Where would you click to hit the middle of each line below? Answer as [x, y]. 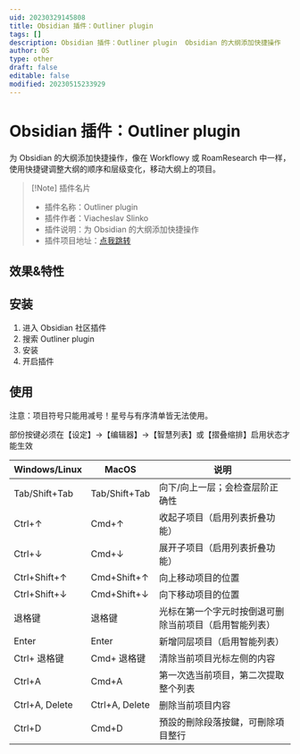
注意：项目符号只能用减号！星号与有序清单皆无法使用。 [111, 415]
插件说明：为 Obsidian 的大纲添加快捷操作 [121, 229]
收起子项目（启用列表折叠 [213, 517]
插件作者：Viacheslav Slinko [96, 218]
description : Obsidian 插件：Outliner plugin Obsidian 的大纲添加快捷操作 [145, 42]
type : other [31, 59]
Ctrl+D [28, 728]
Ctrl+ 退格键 [39, 658]
